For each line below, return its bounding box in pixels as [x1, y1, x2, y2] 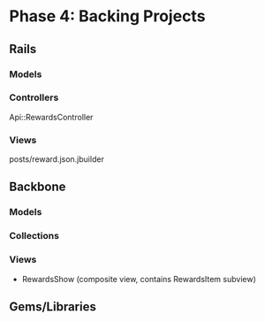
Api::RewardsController [9, 111, 94, 122]
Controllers [9, 91, 59, 103]
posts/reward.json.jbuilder [9, 154, 104, 165]
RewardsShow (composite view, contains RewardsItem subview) [21, 273, 256, 284]
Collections [9, 230, 60, 242]
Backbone [9, 180, 66, 195]
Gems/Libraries [9, 299, 97, 315]
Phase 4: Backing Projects [9, 6, 206, 27]
